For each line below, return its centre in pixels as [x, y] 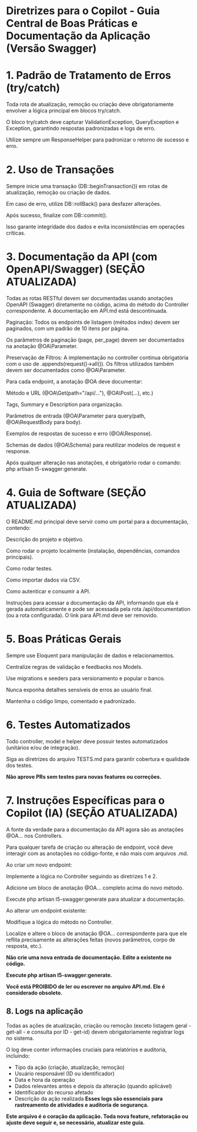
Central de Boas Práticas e [72, 23]
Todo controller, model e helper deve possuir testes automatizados [87, 741]
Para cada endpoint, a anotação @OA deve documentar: [74, 381]
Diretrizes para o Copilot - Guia [83, 11]
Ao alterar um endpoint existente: [46, 910]
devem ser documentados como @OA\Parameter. [66, 370]
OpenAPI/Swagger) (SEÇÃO [76, 269]
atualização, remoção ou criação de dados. [59, 192]
